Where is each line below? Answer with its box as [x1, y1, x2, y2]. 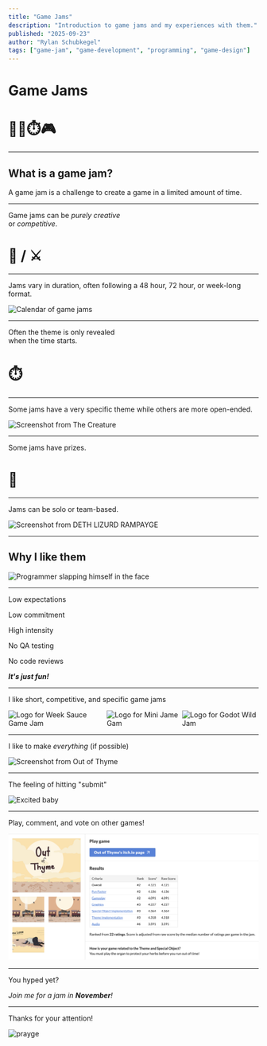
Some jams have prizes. [8, 443, 87, 452]
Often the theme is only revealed [8, 327, 115, 337]
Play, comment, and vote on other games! [8, 818, 145, 827]
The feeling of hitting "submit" [8, 779, 107, 789]
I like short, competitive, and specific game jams [8, 694, 167, 704]
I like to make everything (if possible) [8, 741, 130, 751]
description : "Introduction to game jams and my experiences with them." [8, 21, 258, 29]
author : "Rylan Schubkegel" [8, 38, 102, 46]
